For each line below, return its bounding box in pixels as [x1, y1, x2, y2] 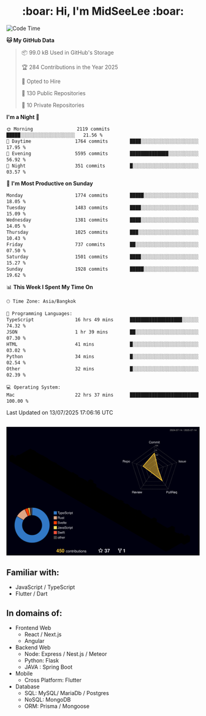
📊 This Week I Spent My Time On [6, 283, 93, 290]
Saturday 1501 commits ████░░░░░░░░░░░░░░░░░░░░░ [6, 254, 199, 260]
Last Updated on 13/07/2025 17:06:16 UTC [6, 408, 113, 416]
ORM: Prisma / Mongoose [24, 702, 90, 710]
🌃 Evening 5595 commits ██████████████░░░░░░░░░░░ [6, 150, 199, 157]
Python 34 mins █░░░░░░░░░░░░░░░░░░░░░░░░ [6, 353, 199, 360]
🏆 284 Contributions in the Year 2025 [21, 63, 118, 71]
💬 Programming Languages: [6, 310, 72, 317]
